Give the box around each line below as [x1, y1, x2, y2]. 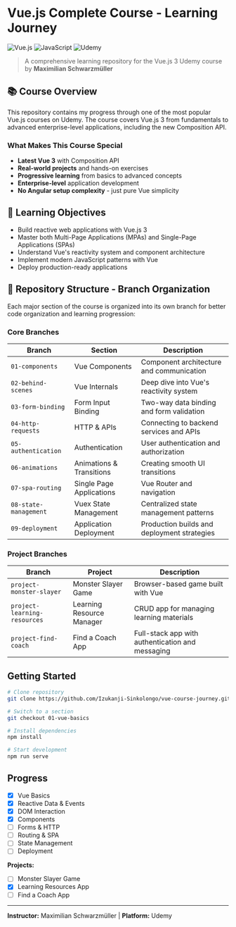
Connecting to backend [140, 418, 218, 428]
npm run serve [7, 753, 49, 760]
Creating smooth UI [140, 458, 205, 468]
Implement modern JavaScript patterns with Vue [17, 255, 159, 263]
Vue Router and [140, 478, 192, 488]
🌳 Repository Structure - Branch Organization [7, 283, 211, 295]
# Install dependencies [7, 727, 77, 734]
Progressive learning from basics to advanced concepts [17, 171, 183, 180]
